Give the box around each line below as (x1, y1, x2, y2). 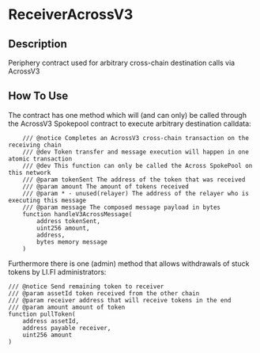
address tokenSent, (36, 217, 101, 225)
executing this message (8, 196, 87, 204)
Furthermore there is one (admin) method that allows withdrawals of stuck (8, 259, 250, 268)
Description (8, 37, 67, 51)
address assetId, (22, 317, 80, 325)
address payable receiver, (22, 324, 111, 332)
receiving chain (8, 141, 62, 149)
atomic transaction (8, 154, 73, 163)
